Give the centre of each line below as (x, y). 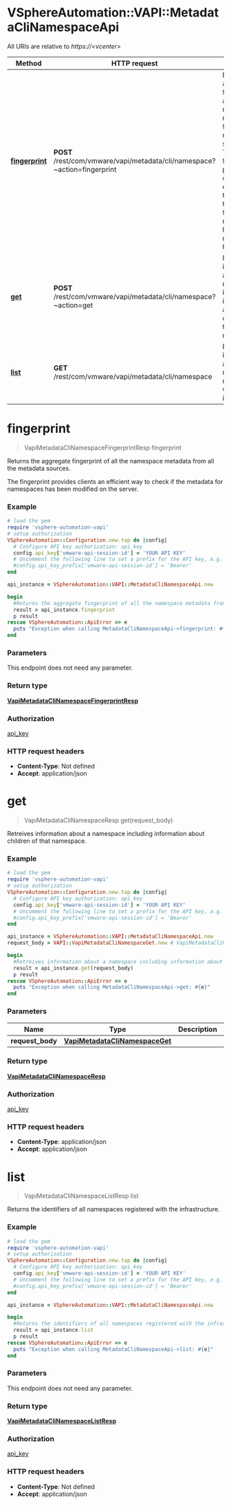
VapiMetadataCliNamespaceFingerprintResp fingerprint (103, 448)
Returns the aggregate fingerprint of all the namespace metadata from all (111, 461)
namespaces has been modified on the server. (73, 489)
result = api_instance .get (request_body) (74, 968)
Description (198, 1029)
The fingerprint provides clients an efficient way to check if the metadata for (115, 481)
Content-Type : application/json (62, 1142)
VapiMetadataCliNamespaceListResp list (81, 1196)
